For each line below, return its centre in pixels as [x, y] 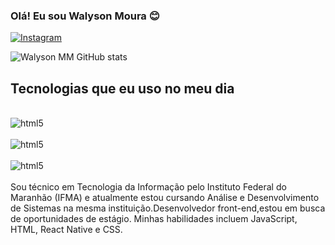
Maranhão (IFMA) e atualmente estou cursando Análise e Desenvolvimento [165, 198]
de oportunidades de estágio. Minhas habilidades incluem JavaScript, [154, 219]
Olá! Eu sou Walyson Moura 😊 [85, 16]
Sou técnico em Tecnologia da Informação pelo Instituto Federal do [148, 187]
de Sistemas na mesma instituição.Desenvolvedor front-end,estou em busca [168, 208]
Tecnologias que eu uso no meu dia [122, 88]
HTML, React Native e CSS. [66, 230]
